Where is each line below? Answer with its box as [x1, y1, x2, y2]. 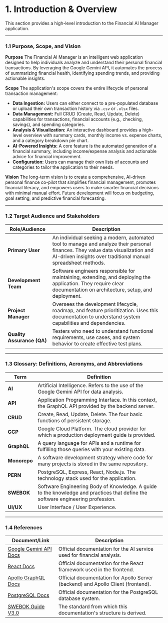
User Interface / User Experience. [37, 504, 116, 511]
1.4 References [5, 524, 42, 531]
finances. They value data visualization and [52, 246, 154, 254]
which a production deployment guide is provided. [37, 431, 156, 438]
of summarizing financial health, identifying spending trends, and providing [5, 70, 160, 76]
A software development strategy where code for [37, 454, 153, 461]
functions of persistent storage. [37, 417, 111, 424]
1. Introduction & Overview [5, 4, 117, 15]
